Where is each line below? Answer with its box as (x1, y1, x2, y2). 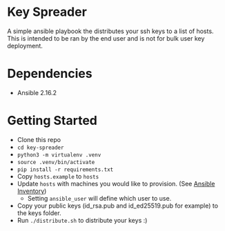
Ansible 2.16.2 (17, 88, 57, 97)
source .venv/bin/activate (17, 159, 95, 165)
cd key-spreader (17, 144, 64, 151)
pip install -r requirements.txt (17, 166, 114, 173)
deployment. (7, 41, 43, 50)
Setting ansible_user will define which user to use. (27, 194, 172, 202)
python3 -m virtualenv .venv (17, 151, 101, 159)
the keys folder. (17, 208, 61, 217)
